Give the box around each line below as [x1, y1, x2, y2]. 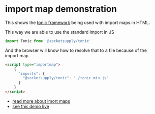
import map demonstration [5, 3, 117, 15]
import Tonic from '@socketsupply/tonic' [5, 38, 92, 44]
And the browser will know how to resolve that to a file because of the [5, 47, 147, 53]
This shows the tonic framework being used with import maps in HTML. [5, 20, 150, 25]
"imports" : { [18, 71, 45, 76]
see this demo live [12, 103, 49, 109]
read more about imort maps [12, 98, 70, 104]
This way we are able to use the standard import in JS [5, 29, 115, 35]
